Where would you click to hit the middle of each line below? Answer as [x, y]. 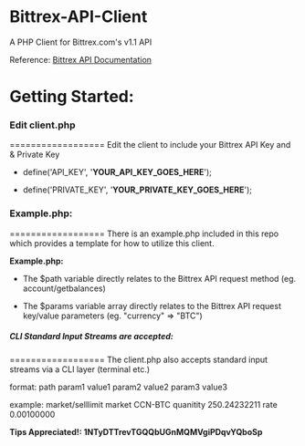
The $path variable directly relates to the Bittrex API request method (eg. [159, 278]
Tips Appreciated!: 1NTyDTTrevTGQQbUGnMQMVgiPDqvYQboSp [136, 431]
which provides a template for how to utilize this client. [112, 243]
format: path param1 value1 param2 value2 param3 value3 [119, 387]
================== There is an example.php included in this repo [144, 233]
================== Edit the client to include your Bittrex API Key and [150, 145]
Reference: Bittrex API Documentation [81, 59]
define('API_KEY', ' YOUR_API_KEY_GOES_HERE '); [117, 172]
